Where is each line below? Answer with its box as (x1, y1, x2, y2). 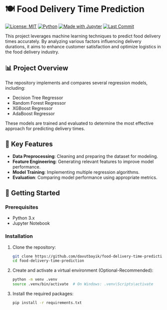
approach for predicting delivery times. (5, 125, 85, 132)
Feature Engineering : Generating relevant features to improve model (12, 158, 154, 164)
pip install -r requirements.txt (12, 301, 82, 306)
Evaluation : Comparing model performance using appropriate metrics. (12, 174, 158, 180)
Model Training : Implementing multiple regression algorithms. (12, 169, 140, 175)
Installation (5, 233, 33, 240)
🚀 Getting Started (5, 188, 60, 197)
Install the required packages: (12, 291, 74, 297)
